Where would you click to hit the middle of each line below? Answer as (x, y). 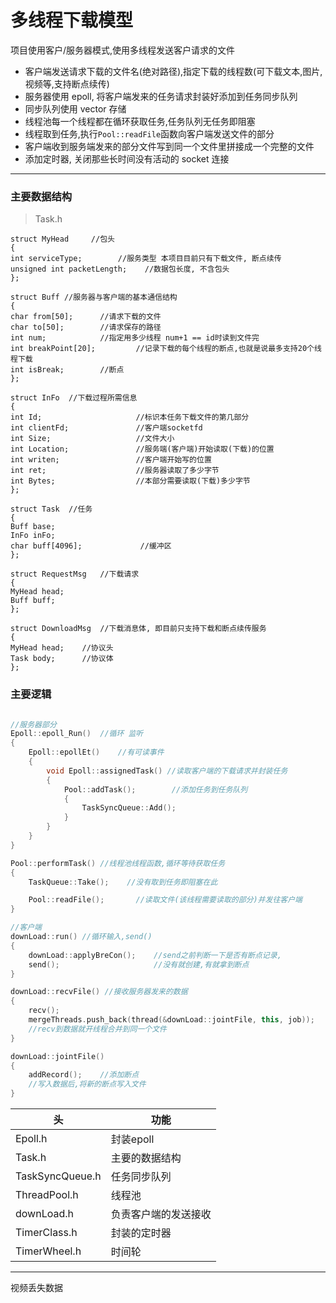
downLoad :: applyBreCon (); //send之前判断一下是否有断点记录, (155, 955)
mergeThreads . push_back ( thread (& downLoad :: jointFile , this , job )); (171, 1020)
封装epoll (132, 1139)
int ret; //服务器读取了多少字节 (115, 471)
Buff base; (33, 527)
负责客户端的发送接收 (161, 1214)
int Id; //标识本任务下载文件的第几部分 (130, 417)
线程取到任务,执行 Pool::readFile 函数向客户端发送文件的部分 (149, 133)
